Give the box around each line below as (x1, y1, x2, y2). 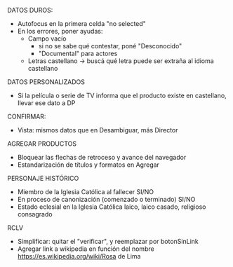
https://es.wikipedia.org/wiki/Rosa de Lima (17, 252, 141, 260)
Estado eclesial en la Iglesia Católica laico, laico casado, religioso (17, 203, 206, 211)
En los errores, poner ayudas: (17, 27, 103, 35)
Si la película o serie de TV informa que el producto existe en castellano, (17, 91, 227, 100)
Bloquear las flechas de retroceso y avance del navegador (17, 153, 187, 161)
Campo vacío (27, 34, 67, 43)
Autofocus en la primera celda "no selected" (17, 20, 146, 27)
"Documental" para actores (38, 49, 118, 57)
